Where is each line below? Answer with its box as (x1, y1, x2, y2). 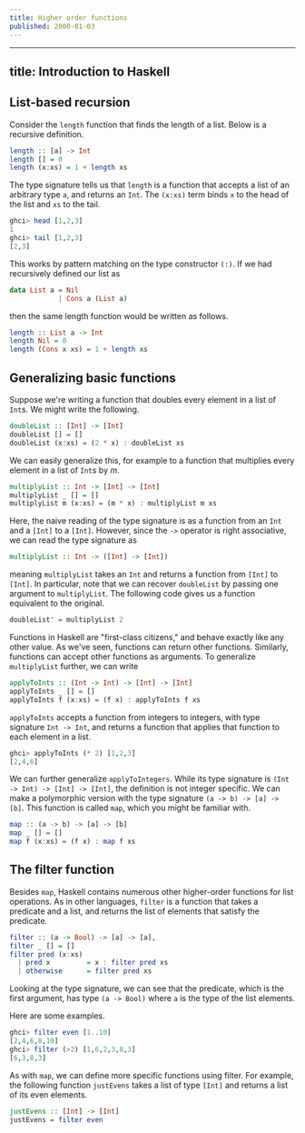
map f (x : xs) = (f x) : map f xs (9, 837, 136, 847)
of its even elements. (9, 1088, 88, 1100)
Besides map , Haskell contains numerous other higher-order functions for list (9, 886, 294, 897)
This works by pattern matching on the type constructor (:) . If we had (9, 258, 272, 269)
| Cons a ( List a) (57, 294, 128, 303)
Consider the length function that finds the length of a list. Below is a (9, 119, 267, 130)
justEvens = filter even (9, 1115, 103, 1124)
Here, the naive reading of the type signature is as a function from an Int (9, 516, 282, 526)
